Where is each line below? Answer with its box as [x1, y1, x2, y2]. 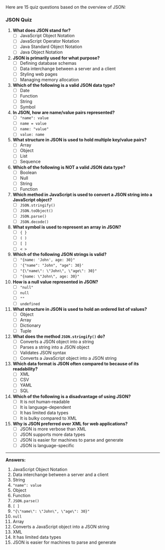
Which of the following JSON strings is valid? [12, 251, 107, 257]
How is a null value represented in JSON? [12, 279, 98, 285]
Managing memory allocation [20, 76, 79, 82]
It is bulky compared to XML [20, 415, 77, 421]
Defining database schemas [20, 60, 77, 66]
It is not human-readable [20, 399, 70, 404]
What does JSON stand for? [12, 27, 71, 33]
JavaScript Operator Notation [20, 38, 80, 44]
